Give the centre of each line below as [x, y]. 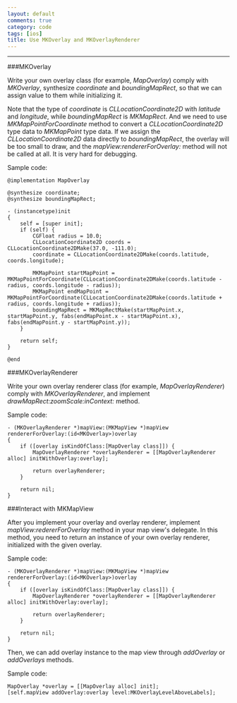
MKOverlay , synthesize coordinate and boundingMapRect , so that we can [115, 88]
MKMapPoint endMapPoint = [71, 292]
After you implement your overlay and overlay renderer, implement [104, 522]
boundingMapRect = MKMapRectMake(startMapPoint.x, [109, 310]
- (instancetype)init [39, 212]
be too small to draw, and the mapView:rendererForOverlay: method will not [117, 147]
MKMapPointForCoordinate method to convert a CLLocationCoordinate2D [115, 124]
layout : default [31, 14]
